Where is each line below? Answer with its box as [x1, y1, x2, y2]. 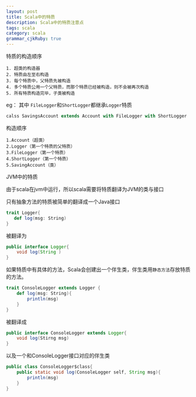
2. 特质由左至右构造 [6, 72, 49, 77]
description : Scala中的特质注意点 [6, 19, 84, 25]
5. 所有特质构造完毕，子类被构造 [6, 90, 75, 96]
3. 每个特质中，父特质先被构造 [6, 78, 71, 84]
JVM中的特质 [6, 173, 38, 180]
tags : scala [6, 25, 35, 31]
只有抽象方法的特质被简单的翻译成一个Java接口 [6, 198, 121, 205]
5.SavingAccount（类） [6, 162, 59, 168]
